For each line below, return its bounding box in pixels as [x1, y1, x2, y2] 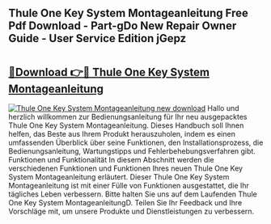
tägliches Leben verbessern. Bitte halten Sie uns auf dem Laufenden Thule [8, 189, 257, 199]
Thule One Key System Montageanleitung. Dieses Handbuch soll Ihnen [8, 120, 244, 130]
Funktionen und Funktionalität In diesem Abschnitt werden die [8, 155, 214, 164]
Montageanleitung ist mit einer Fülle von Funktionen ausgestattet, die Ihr [8, 181, 249, 190]
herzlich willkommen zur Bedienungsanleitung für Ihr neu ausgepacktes [8, 112, 248, 121]
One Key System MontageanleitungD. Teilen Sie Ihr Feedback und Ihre [8, 198, 243, 207]
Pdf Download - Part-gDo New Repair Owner [8, 19, 237, 33]
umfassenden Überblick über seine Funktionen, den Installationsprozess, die [8, 137, 264, 147]
